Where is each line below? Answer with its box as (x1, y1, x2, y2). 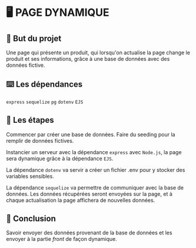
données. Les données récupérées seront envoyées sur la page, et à (6, 190, 172, 197)
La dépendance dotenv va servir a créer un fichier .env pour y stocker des (6, 166, 185, 173)
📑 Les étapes (6, 115, 54, 125)
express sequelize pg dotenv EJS (6, 99, 84, 105)
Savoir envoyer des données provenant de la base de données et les (6, 229, 172, 236)
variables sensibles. (6, 172, 54, 180)
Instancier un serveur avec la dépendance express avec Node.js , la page (6, 148, 182, 155)
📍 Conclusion (6, 214, 56, 224)
